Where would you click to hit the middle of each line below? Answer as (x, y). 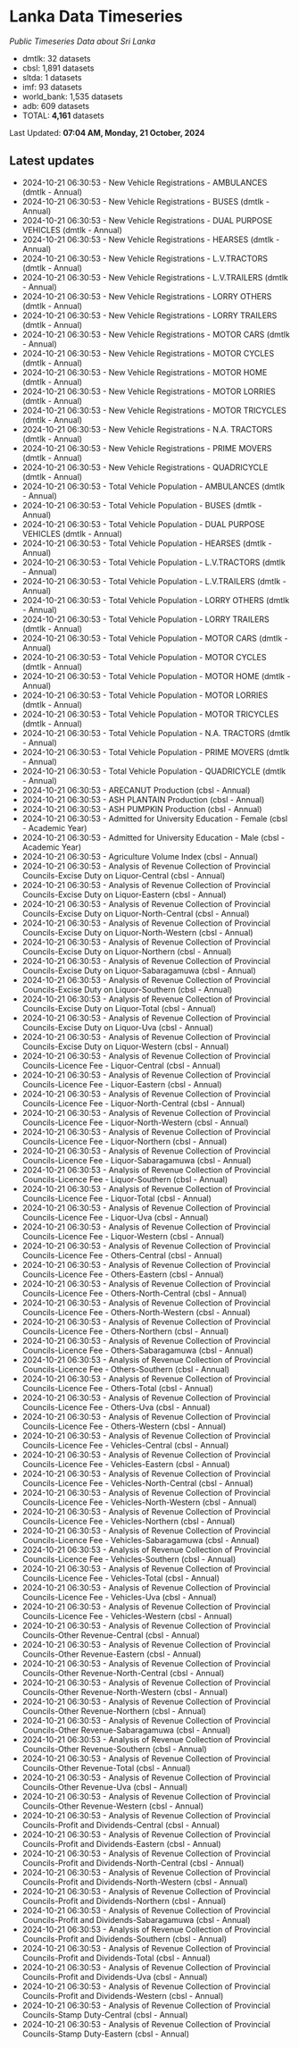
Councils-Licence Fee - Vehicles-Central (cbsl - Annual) (125, 1445)
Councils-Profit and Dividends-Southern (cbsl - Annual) (125, 1939)
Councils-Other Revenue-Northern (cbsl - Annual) (114, 1711)
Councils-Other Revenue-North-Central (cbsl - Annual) (123, 1673)
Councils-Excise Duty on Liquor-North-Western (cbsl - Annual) (137, 932)
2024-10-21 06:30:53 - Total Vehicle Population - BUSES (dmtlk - (142, 505)
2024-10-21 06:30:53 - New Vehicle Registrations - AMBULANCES (145, 182)
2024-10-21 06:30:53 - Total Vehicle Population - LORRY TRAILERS (145, 619)
